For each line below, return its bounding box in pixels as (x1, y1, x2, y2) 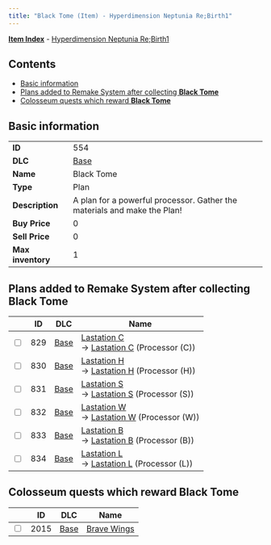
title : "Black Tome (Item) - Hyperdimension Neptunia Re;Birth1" (8, 11, 232, 20)
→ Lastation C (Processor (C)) (81, 342, 196, 354)
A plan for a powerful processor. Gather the (73, 195, 238, 206)
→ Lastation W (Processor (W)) (81, 412, 200, 423)
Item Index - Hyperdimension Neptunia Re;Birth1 (8, 34, 169, 44)
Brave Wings (85, 522, 135, 534)
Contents (8, 57, 56, 71)
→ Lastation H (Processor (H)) (81, 365, 196, 376)
